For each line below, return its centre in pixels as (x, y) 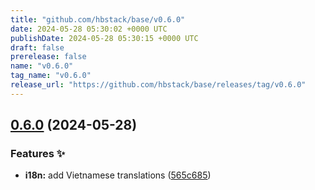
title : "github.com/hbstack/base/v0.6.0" (98, 19)
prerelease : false (48, 57)
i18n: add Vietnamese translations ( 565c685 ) (118, 175)
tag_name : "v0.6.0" (51, 76)
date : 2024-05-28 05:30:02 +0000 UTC (89, 29)
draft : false (37, 47)
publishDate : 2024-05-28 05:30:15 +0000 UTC (104, 38)
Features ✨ (38, 154)
